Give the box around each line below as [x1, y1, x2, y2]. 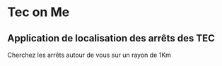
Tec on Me [7, 4, 70, 20]
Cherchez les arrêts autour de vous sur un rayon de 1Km [7, 51, 172, 59]
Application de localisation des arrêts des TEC [7, 32, 216, 44]
